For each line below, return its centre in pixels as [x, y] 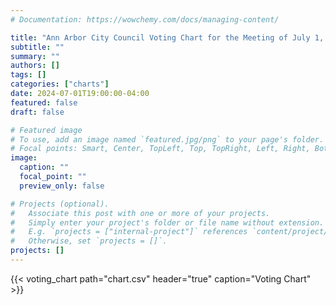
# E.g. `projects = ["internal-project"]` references [129, 232]
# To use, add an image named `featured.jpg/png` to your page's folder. [167, 139]
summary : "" [35, 56]
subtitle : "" [37, 47]
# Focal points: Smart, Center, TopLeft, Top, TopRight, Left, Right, [160, 149]
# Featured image [46, 130]
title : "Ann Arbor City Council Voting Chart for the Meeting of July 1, [167, 37]
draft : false [37, 112]
